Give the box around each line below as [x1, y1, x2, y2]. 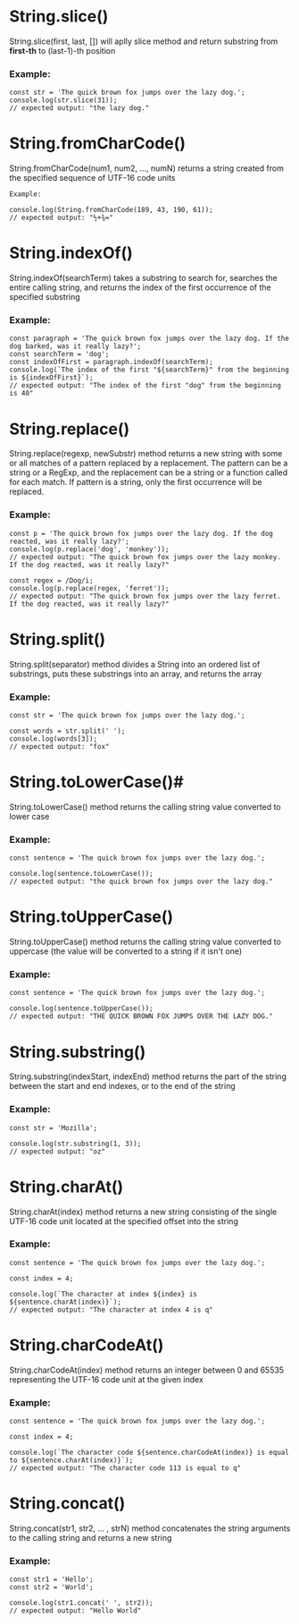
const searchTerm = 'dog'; [9, 350, 110, 359]
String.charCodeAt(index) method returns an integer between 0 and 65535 [9, 1365, 284, 1375]
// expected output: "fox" [9, 742, 110, 751]
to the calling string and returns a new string [9, 1532, 172, 1543]
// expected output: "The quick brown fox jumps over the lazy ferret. [9, 591, 281, 600]
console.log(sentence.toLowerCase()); [9, 870, 154, 879]
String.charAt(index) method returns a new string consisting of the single [9, 1206, 278, 1217]
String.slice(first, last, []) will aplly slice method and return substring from [9, 36, 278, 47]
